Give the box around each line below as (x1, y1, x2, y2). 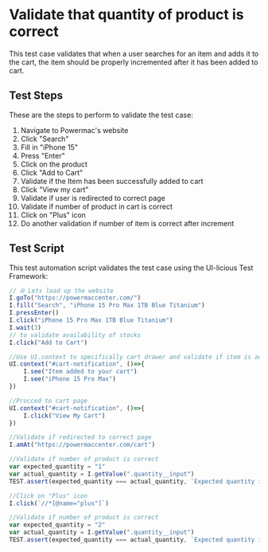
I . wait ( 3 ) (9, 323, 42, 331)
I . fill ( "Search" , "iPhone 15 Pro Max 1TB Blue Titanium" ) (9, 301, 205, 310)
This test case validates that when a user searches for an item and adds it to (9, 49, 259, 58)
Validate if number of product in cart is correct (20, 202, 173, 211)
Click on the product (20, 159, 88, 169)
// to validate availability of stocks (9, 331, 142, 339)
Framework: (9, 271, 49, 280)
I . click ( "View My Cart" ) (23, 412, 106, 420)
